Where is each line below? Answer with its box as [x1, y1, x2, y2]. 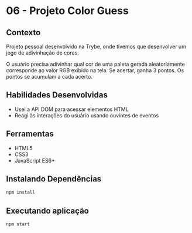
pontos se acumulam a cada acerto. [6, 73, 92, 80]
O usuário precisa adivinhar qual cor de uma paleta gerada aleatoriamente [6, 60, 186, 67]
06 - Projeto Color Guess [6, 4, 129, 18]
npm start [6, 221, 30, 227]
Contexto [6, 28, 41, 38]
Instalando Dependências [6, 174, 102, 184]
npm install [6, 190, 35, 195]
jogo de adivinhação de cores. [6, 49, 79, 56]
